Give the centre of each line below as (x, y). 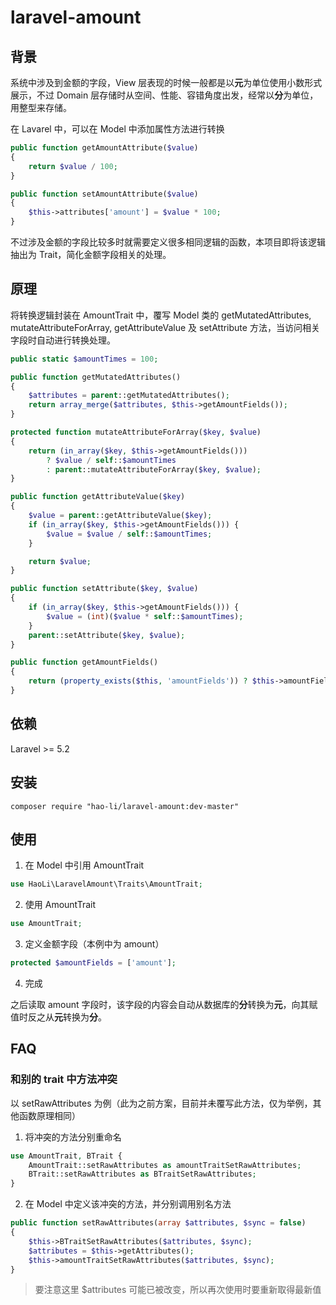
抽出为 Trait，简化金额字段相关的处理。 (91, 254)
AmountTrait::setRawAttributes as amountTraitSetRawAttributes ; (165, 1165)
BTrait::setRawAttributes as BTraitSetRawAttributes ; (142, 1174)
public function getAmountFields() (84, 662)
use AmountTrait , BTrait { (66, 1156)
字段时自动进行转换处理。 (63, 340)
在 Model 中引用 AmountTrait (84, 865)
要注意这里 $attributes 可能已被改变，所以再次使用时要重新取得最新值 (178, 1290)
